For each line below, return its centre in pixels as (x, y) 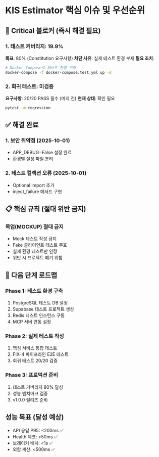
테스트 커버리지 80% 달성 (38, 387)
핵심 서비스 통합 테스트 (35, 348)
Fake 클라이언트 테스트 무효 (40, 245)
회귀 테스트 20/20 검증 (35, 361)
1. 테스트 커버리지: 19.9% (35, 46)
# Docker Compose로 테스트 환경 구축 (41, 68)
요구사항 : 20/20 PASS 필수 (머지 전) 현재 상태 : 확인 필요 (60, 98)
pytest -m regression (28, 108)
